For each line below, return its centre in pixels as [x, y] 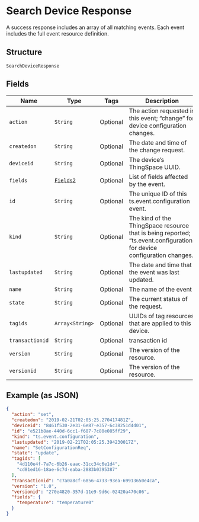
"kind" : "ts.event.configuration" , [55, 437]
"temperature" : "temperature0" [55, 503]
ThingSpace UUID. [155, 167]
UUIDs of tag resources [161, 316]
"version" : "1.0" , [34, 486]
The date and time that [160, 265]
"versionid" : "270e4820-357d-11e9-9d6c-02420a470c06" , [81, 492]
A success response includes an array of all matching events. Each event [95, 27]
